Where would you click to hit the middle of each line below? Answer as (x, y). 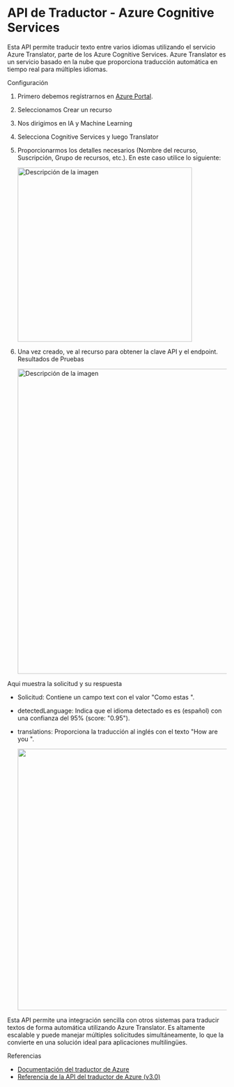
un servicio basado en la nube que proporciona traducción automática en (112, 61)
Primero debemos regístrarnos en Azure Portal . (85, 96)
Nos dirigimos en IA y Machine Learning (75, 123)
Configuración (28, 82)
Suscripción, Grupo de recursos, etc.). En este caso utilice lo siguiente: (119, 158)
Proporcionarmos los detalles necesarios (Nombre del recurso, (108, 150)
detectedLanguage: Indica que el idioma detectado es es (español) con (119, 710)
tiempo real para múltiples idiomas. (57, 69)
